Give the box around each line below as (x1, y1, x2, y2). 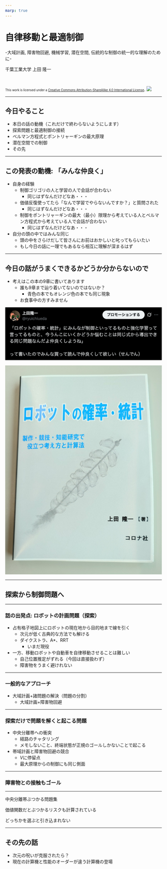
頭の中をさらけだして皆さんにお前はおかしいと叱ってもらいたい (19, 237, 150, 243)
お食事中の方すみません (19, 297, 68, 303)
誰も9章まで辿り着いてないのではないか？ (19, 285, 105, 290)
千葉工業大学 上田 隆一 (5, 66, 51, 72)
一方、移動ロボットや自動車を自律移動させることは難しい (12, 650, 130, 656)
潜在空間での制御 (12, 140, 48, 146)
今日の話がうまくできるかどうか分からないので (5, 264, 149, 272)
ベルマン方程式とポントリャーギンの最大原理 (12, 133, 104, 139)
